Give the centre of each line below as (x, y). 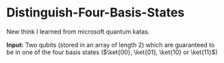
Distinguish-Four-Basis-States (96, 13)
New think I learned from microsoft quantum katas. (78, 32)
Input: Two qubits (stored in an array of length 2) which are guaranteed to (111, 45)
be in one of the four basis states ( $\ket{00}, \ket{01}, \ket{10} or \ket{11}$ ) (112, 52)
